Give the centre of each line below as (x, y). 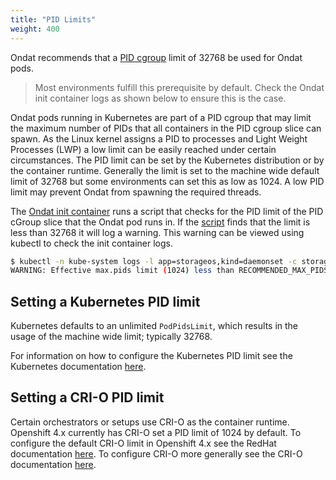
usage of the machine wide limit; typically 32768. (111, 337)
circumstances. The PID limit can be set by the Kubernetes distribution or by (167, 160)
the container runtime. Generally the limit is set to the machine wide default (165, 170)
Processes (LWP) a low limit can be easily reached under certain (143, 149)
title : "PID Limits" (53, 19)
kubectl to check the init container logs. (91, 243)
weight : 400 (35, 29)
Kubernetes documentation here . (78, 367)
